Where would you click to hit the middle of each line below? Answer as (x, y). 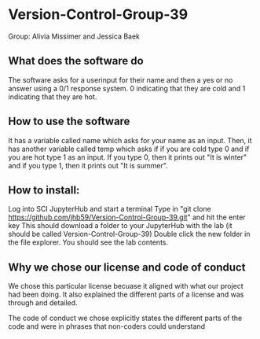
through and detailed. (43, 303)
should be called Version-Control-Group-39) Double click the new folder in (129, 234)
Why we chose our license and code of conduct (127, 267)
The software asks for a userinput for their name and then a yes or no (121, 79)
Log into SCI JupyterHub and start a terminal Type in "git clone (110, 209)
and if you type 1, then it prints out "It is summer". (88, 165)
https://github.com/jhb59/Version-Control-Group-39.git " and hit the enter (127, 217)
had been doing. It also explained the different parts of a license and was (126, 295)
